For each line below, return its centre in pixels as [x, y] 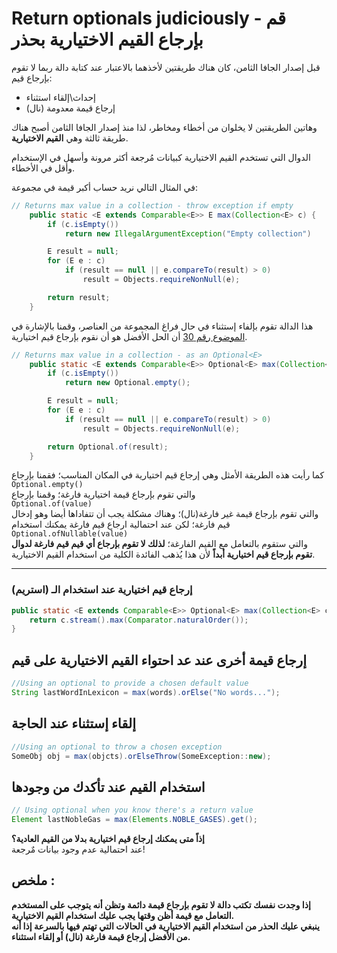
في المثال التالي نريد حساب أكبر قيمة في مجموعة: [104, 187]
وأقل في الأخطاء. [43, 168]
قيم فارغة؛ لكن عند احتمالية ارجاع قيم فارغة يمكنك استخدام [121, 524]
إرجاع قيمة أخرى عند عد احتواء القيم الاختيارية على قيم [159, 660]
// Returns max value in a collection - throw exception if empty [152, 205]
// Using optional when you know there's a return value [132, 810]
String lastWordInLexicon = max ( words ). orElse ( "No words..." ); [146, 693]
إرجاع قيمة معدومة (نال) [70, 108]
